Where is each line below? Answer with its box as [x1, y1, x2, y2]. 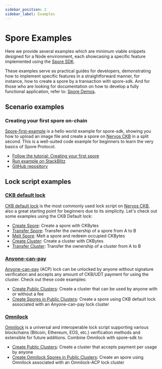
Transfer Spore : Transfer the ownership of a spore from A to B [12, 228, 137, 233]
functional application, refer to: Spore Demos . [5, 89, 96, 94]
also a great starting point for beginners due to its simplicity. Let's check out [5, 208, 158, 214]
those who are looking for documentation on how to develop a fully [5, 83, 139, 90]
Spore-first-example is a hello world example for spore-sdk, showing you [5, 128, 151, 134]
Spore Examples [5, 32, 72, 44]
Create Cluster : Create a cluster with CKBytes [12, 238, 104, 244]
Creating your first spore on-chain [5, 117, 87, 124]
